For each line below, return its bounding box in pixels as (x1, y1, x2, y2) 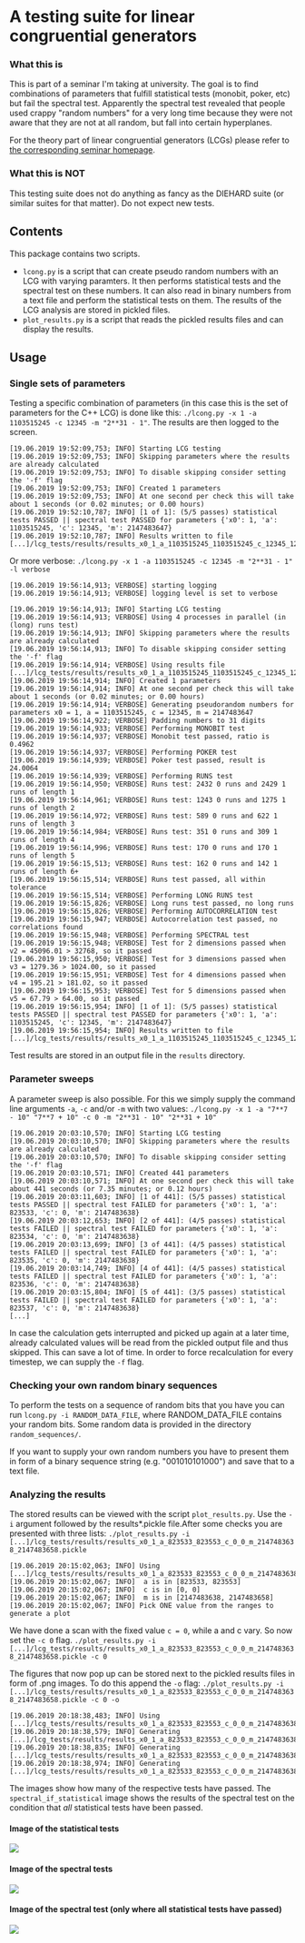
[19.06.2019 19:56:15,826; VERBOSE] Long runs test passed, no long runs (9, 899, 295, 908)
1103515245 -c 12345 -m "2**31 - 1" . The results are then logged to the (9, 417, 280, 428)
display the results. (22, 323, 93, 334)
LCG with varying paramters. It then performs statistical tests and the (22, 275, 281, 286)
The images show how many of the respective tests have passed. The (9, 1783, 271, 1794)
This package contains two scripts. (9, 248, 141, 259)
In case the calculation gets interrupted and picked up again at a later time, (9, 1327, 290, 1338)
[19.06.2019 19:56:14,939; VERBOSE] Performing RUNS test (9, 772, 233, 781)
